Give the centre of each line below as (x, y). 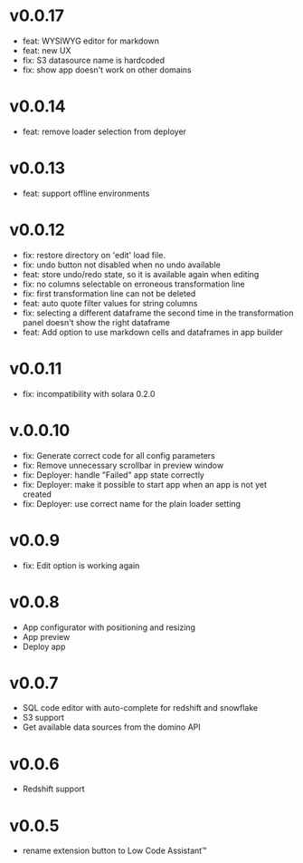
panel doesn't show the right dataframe (96, 322)
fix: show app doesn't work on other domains (107, 70)
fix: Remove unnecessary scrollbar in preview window (123, 465)
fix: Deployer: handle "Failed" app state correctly (114, 475)
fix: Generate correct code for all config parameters (118, 455)
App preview (46, 636)
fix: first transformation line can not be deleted (109, 293)
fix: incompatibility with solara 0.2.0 (89, 393)
